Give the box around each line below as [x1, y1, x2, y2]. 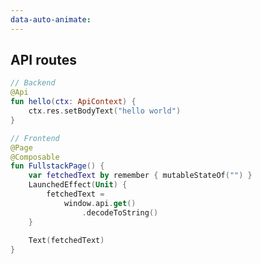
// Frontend [10, 133, 60, 143]
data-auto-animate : [10, 14, 92, 25]
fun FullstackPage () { [10, 161, 105, 171]
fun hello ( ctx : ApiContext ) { [10, 97, 137, 107]
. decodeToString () [81, 207, 159, 218]
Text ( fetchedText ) [28, 236, 105, 246]
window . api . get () [63, 198, 137, 208]
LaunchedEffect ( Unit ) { [28, 180, 128, 190]
